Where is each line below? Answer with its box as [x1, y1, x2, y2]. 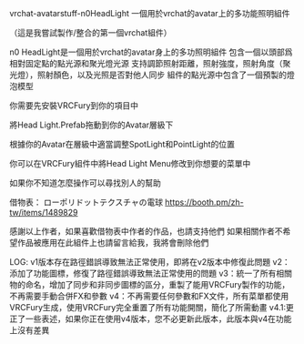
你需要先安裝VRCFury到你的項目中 [9, 100, 139, 111]
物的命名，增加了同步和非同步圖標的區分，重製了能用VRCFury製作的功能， [9, 279, 290, 289]
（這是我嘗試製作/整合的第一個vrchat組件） [9, 27, 172, 38]
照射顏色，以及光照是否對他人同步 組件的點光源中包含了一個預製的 [36, 69, 287, 80]
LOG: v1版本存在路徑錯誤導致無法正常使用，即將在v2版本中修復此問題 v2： [9, 257, 290, 267]
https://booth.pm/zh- [165, 197, 244, 207]
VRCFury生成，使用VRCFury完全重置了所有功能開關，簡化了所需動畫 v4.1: [9, 302, 287, 312]
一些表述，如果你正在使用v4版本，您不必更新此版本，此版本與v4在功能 [25, 313, 292, 324]
